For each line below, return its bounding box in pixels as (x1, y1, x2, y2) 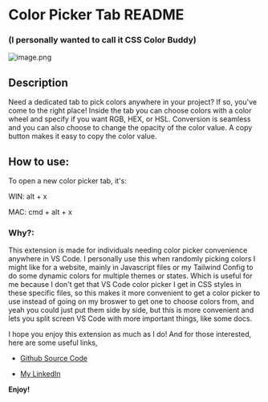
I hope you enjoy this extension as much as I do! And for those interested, (8, 330, 251, 339)
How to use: (8, 154, 70, 168)
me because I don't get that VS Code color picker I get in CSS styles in (8, 280, 242, 289)
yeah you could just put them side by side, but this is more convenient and (8, 306, 254, 315)
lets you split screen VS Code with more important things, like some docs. (8, 314, 253, 323)
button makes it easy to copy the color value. (8, 131, 157, 142)
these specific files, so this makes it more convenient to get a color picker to (8, 288, 261, 298)
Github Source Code (19, 354, 88, 363)
